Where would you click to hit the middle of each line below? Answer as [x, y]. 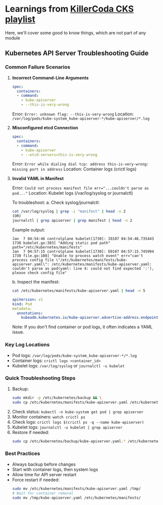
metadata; [22, 308]
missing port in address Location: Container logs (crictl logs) [74, 169]
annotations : [30, 313]
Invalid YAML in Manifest [38, 179]
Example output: [28, 230]
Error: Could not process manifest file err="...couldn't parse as [81, 188]
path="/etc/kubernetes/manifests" [47, 247]
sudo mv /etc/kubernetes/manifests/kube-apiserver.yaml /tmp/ [76, 488]
